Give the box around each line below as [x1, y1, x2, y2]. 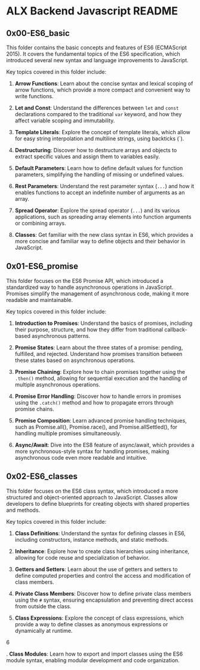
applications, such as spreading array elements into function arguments [14, 213, 192, 220]
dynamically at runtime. [14, 627, 73, 634]
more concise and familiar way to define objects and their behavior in [14, 238, 186, 245]
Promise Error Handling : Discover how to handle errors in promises [14, 393, 181, 400]
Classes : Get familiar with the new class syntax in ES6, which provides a [14, 231, 193, 238]
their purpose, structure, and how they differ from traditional [14, 325, 163, 333]
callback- [164, 325, 187, 333]
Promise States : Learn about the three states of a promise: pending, [14, 343, 183, 351]
